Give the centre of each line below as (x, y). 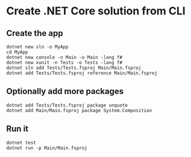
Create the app (35, 33)
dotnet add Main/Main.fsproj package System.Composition (79, 110)
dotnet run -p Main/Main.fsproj (47, 148)
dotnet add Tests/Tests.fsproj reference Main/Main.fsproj (82, 73)
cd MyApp (17, 52)
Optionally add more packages (65, 91)
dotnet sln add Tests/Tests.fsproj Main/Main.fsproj (74, 68)
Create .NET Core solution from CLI (96, 11)
